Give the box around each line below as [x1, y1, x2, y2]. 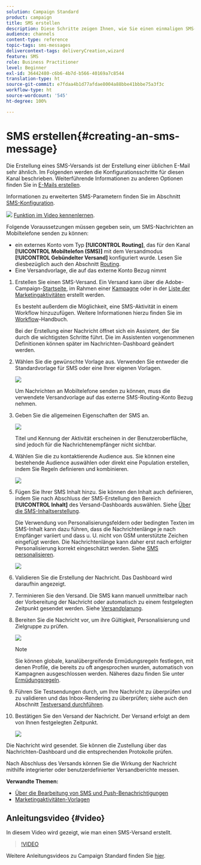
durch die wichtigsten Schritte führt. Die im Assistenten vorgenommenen [14, 333, 194, 341]
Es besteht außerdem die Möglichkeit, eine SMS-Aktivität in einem [14, 303, 178, 310]
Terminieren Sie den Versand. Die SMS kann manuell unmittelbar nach [14, 592, 188, 599]
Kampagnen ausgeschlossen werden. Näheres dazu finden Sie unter [14, 670, 184, 677]
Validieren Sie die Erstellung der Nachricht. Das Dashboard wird [14, 574, 172, 581]
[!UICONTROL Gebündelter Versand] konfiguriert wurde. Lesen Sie [14, 253, 182, 261]
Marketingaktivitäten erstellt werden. [14, 291, 106, 298]
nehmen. [14, 400, 37, 407]
